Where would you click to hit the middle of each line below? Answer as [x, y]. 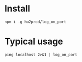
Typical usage [34, 41]
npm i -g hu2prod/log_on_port [36, 22]
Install [17, 9]
